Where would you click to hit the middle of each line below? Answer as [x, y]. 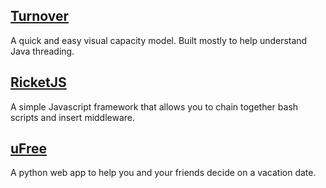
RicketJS [38, 82]
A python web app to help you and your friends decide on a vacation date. [163, 173]
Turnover [40, 16]
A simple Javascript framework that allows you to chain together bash [154, 106]
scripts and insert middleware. [73, 117]
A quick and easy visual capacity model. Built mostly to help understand [159, 40]
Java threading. [42, 51]
